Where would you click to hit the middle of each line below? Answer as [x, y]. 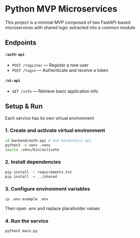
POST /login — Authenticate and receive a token [60, 70]
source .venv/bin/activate [32, 150]
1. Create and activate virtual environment [55, 130]
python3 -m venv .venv [28, 145]
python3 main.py [21, 231]
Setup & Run [24, 106]
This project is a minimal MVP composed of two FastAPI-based [68, 22]
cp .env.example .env [27, 199]
